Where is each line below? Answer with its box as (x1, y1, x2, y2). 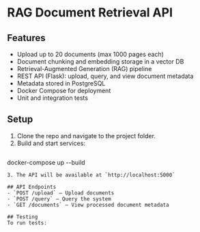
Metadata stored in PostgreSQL (16, 79, 106, 87)
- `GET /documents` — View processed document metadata (7, 201, 169, 208)
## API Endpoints (7, 183, 57, 190)
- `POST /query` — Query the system (7, 195, 111, 203)
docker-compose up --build (7, 158, 85, 166)
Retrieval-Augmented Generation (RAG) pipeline (16, 65, 152, 73)
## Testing (7, 214, 38, 220)
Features (7, 32, 46, 44)
